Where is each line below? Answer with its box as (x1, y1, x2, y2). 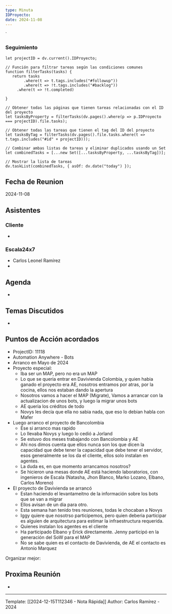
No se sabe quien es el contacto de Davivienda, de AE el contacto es (20, 539, 166, 546)
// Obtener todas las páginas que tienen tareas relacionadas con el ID (5, 105, 164, 110)
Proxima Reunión (5, 570, 61, 579)
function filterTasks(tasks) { (5, 69, 72, 75)
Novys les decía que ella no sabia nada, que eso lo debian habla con (20, 408, 165, 415)
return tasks (12, 73, 40, 79)
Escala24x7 (5, 246, 35, 253)
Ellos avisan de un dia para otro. (20, 501, 88, 508)
